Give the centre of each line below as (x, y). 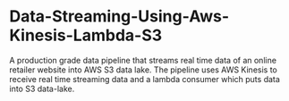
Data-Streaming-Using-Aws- (119, 17)
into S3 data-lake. (42, 88)
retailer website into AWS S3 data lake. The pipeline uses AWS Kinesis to (143, 70)
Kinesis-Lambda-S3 (86, 35)
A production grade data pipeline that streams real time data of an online (143, 60)
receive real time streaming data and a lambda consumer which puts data (144, 79)
